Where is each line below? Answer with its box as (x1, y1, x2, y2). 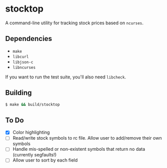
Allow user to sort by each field (12, 157, 78, 163)
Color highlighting (12, 130, 50, 136)
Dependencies (5, 34, 52, 43)
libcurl (12, 54, 29, 59)
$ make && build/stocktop (5, 102, 60, 107)
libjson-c (12, 59, 34, 65)
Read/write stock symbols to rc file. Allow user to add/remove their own (12, 135, 162, 141)
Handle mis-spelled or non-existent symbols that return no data (12, 146, 145, 152)
